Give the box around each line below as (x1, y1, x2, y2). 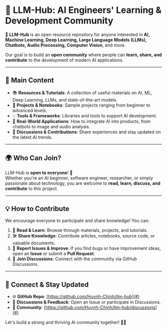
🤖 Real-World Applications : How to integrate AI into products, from (12, 118, 151, 124)
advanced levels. (12, 107, 47, 113)
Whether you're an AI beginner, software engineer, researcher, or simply (5, 175, 153, 181)
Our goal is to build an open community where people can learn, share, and (5, 52, 162, 58)
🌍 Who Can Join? (5, 154, 62, 162)
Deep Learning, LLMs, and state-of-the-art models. (12, 97, 118, 103)
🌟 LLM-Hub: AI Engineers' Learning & (5, 4, 162, 16)
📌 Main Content (5, 76, 54, 85)
